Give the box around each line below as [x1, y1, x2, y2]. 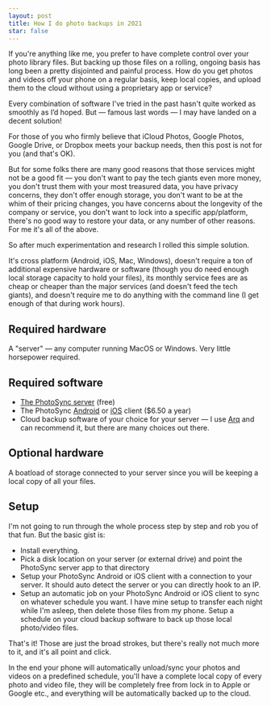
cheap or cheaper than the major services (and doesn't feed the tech [8, 282, 238, 292]
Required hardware [8, 322, 106, 336]
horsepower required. [8, 352, 81, 362]
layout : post [8, 11, 52, 20]
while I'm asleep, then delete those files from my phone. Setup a [19, 605, 235, 615]
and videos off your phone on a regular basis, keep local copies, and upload [8, 74, 261, 85]
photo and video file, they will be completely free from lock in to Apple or [8, 679, 251, 689]
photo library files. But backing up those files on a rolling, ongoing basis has [8, 57, 261, 67]
